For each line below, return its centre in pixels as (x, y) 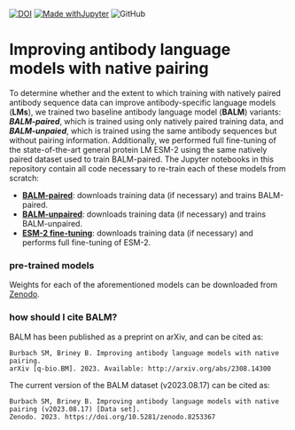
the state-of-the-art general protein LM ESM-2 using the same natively (138, 149)
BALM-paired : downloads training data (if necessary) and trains (139, 195)
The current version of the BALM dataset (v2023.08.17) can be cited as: (140, 385)
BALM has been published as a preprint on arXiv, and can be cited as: (136, 337)
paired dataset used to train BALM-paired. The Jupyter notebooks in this (142, 159)
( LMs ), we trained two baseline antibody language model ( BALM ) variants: (145, 112)
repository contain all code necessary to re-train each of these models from (147, 168)
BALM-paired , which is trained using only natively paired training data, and (146, 121)
